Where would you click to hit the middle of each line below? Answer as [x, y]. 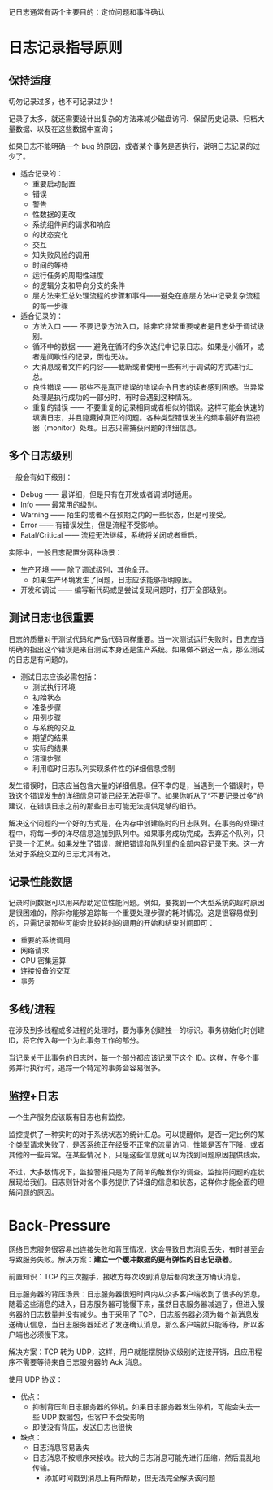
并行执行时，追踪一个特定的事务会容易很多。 [90, 1068]
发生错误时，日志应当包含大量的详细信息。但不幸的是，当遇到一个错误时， [133, 785]
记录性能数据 [41, 882]
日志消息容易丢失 [61, 1447]
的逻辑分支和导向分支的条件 [79, 285]
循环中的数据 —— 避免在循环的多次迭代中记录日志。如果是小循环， [145, 346]
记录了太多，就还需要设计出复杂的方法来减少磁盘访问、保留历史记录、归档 [133, 119]
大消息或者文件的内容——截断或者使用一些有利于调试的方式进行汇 [143, 367]
